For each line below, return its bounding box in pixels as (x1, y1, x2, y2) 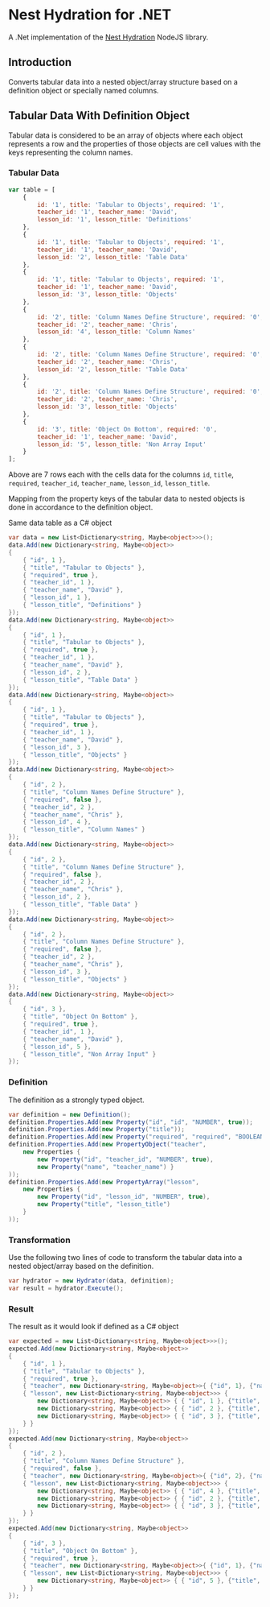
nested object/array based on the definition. (8, 1262, 154, 1271)
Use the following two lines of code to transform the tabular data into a (8, 1253, 243, 1262)
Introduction (8, 56, 72, 69)
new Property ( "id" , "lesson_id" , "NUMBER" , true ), (37, 1193, 211, 1201)
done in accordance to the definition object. (8, 502, 153, 512)
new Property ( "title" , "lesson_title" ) (37, 1200, 171, 1208)
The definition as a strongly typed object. (8, 1095, 145, 1105)
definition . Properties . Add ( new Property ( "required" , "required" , (8, 1133, 231, 1141)
